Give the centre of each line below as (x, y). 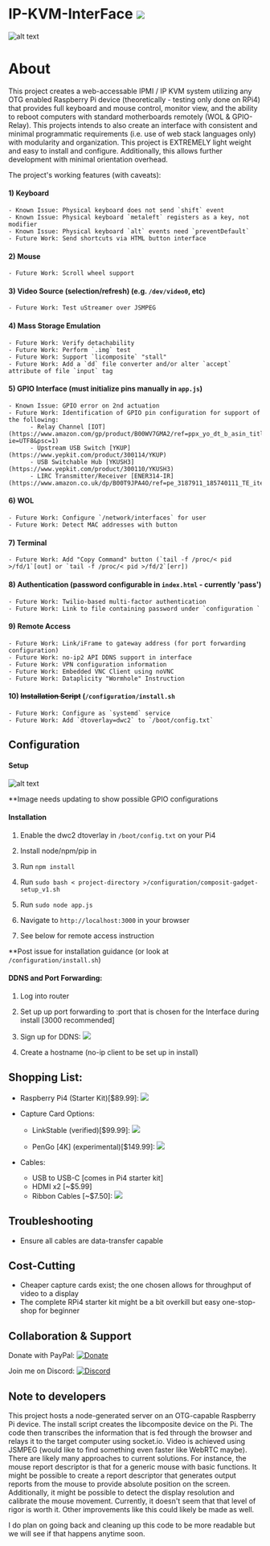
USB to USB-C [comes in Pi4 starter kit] (98, 1178)
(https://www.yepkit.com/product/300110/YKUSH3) (91, 469)
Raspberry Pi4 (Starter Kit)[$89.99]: (79, 1097)
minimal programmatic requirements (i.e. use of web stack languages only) (132, 133)
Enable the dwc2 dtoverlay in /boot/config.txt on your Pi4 (118, 835)
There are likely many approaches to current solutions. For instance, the (127, 1458)
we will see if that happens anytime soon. (77, 1533)
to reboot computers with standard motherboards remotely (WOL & (119, 117)
